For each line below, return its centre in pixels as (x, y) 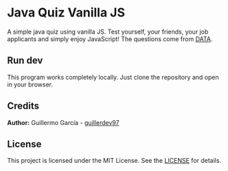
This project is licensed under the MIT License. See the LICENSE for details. (114, 161)
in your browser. (30, 84)
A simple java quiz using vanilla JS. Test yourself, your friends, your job (108, 32)
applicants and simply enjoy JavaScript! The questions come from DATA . (110, 38)
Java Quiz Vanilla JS (66, 13)
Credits (23, 106)
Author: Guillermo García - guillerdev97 (63, 122)
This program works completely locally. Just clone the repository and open (113, 77)
